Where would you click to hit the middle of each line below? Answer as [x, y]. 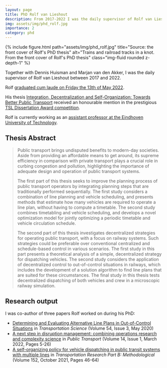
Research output [32, 301]
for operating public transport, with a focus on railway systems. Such [88, 238]
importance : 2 [20, 28]
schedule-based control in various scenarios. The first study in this [86, 249]
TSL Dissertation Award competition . [43, 108]
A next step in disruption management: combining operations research [84, 333]
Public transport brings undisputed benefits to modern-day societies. [88, 150]
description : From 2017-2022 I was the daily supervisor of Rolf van [79, 19]
